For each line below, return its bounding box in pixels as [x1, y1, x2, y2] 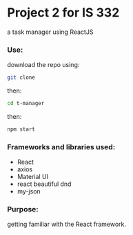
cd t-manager [7, 100, 45, 107]
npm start [7, 126, 36, 133]
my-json [17, 187, 41, 196]
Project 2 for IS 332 [7, 5, 120, 21]
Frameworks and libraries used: [7, 142, 116, 151]
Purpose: [7, 205, 39, 214]
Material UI [17, 173, 49, 181]
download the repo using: [7, 61, 80, 69]
